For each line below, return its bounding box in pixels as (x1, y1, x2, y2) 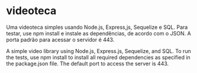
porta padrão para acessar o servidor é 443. (6, 36, 115, 43)
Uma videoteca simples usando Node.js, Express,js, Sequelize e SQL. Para (6, 24, 188, 31)
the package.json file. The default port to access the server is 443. (6, 60, 169, 67)
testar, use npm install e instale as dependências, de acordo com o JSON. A (6, 29, 191, 36)
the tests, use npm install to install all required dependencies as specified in (6, 54, 190, 61)
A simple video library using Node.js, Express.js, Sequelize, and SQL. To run (6, 47, 191, 54)
